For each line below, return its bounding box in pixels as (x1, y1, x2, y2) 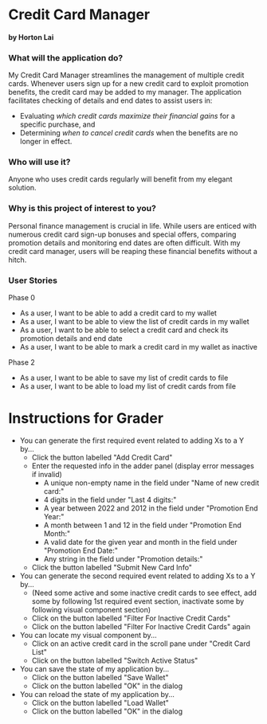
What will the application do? (8, 52, 124, 63)
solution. (8, 183, 37, 193)
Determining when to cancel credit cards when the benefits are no (19, 128, 238, 138)
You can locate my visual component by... (19, 630, 157, 640)
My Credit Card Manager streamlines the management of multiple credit (8, 70, 245, 80)
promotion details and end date (19, 333, 124, 343)
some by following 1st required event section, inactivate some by (31, 596, 245, 606)
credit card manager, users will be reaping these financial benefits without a (8, 246, 257, 256)
